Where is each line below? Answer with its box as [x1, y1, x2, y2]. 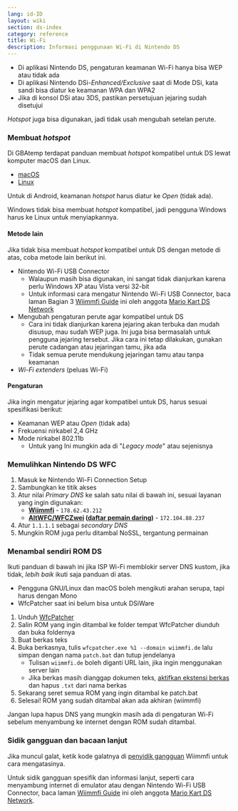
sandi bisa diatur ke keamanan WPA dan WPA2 [17, 86, 155, 94]
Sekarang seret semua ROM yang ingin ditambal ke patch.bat [17, 689, 198, 698]
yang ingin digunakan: [17, 499, 83, 506]
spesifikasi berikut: [7, 404, 63, 414]
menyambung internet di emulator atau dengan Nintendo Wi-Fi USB [7, 780, 206, 789]
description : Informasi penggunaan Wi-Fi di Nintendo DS [7, 44, 180, 51]
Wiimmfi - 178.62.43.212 [28, 506, 103, 514]
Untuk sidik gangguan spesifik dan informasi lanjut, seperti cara [7, 773, 195, 782]
